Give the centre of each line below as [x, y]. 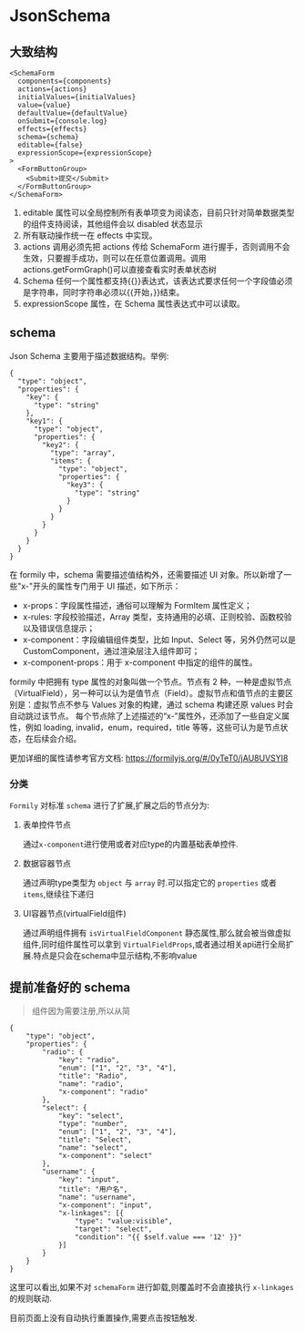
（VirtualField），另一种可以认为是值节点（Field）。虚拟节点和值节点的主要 [147, 692]
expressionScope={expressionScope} [85, 153]
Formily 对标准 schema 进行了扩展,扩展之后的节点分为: [109, 805]
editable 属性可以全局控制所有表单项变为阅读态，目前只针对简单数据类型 [158, 212]
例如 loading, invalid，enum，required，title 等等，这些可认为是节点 [152, 727]
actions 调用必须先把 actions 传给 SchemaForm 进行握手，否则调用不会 [156, 246]
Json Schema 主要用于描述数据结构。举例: [89, 355]
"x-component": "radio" [103, 1091]
